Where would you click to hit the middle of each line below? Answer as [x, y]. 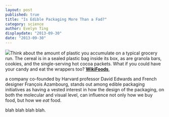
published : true [22, 15]
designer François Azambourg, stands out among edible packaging [75, 84]
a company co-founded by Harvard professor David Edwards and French [81, 79]
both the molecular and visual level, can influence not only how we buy [79, 95]
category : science [24, 24]
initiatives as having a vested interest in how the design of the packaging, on [85, 89]
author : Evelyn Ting [27, 29]
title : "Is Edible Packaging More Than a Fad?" [56, 19]
